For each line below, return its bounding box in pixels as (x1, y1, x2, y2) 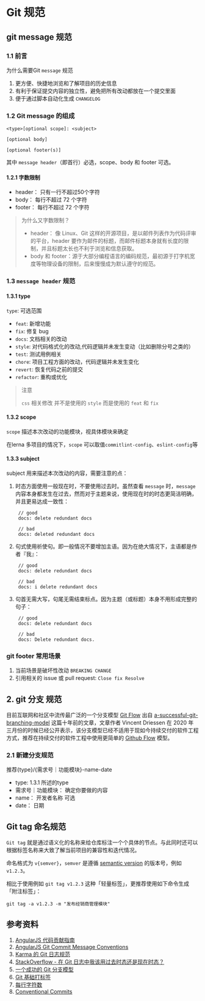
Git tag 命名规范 (6, 822, 67, 832)
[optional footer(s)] (6, 147, 62, 153)
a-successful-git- (154, 712, 198, 719)
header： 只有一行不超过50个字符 (15, 189, 101, 196)
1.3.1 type (6, 292, 31, 300)
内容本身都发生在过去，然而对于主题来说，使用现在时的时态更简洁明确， (15, 490, 197, 497)
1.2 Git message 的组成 (6, 111, 75, 120)
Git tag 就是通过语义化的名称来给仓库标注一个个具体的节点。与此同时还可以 (6, 839, 198, 846)
